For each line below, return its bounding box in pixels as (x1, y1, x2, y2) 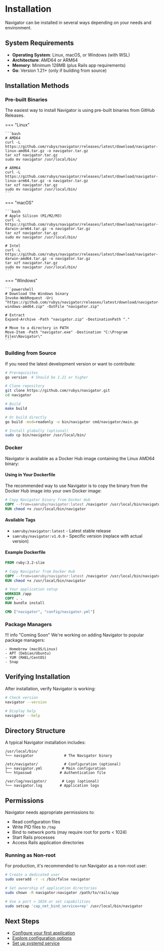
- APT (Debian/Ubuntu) (5, 651, 51, 656)
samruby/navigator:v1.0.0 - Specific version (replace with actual (12, 533, 143, 539)
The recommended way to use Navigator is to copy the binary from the (5, 483, 148, 488)
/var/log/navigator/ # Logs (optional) (5, 779, 99, 784)
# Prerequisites (5, 370, 38, 375)
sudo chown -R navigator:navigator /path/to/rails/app (5, 890, 119, 895)
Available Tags (5, 517, 36, 523)
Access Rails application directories (12, 840, 84, 845)
